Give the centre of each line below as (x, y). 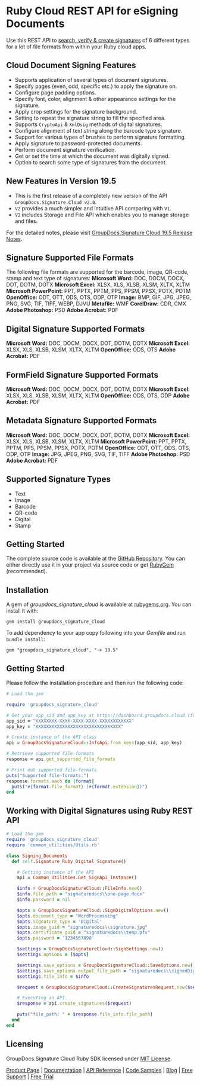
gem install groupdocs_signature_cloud (56, 622)
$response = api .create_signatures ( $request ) (74, 1004)
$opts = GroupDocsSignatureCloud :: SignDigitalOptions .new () (93, 910)
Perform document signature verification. (65, 149)
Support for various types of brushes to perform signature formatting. (100, 137)
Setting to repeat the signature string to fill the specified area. (90, 118)
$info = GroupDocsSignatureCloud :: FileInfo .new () (80, 889)
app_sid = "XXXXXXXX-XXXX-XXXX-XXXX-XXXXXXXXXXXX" (70, 721)
